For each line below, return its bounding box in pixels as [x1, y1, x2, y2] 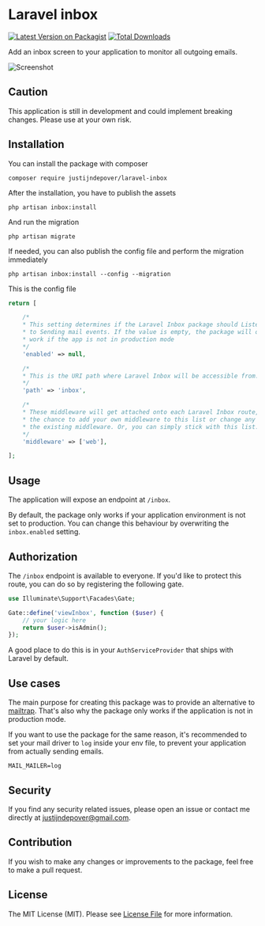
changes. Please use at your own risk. [8, 115, 132, 124]
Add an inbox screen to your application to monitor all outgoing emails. [8, 47, 238, 56]
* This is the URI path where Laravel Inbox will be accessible [22, 372, 238, 380]
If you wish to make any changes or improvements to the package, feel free [8, 856, 254, 866]
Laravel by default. [8, 654, 69, 663]
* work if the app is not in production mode [22, 336, 175, 343]
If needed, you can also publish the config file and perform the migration [8, 246, 244, 256]
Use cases [8, 677, 61, 690]
